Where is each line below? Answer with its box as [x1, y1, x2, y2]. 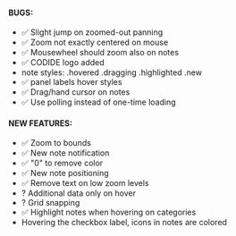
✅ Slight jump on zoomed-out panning [21, 27, 164, 38]
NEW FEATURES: [8, 117, 73, 129]
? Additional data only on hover [21, 188, 136, 198]
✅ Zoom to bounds [21, 138, 91, 148]
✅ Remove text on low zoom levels [21, 178, 149, 189]
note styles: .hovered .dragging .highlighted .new [21, 67, 203, 78]
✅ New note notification [21, 147, 110, 158]
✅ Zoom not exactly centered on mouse [21, 37, 169, 48]
